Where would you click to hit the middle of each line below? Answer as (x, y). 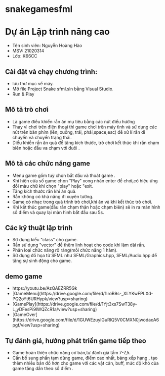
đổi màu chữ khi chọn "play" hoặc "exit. (53, 186)
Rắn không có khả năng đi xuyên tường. (53, 196)
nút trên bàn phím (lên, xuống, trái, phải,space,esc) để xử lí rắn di (79, 132)
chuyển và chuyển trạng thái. (42, 137)
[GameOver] (25, 315)
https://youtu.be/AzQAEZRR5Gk (45, 288)
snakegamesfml (39, 9)
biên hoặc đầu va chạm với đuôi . (46, 148)
